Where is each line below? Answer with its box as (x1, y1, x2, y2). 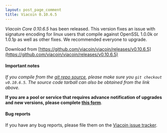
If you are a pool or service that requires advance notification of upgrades (5, 94, 162, 100)
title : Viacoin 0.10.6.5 (5, 12, 57, 17)
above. (5, 84, 20, 90)
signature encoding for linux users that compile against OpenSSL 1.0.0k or (5, 31, 158, 37)
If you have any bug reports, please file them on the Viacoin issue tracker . (5, 122, 157, 128)
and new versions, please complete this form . (5, 99, 102, 105)
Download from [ (5, 46, 40, 52)
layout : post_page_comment (5, 7, 62, 12)
